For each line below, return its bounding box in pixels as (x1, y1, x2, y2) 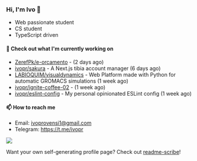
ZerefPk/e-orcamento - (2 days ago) (14, 58, 104, 65)
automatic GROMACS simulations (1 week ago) (14, 77, 129, 84)
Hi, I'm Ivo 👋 (6, 5, 41, 14)
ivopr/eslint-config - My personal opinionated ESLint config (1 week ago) (14, 90, 192, 97)
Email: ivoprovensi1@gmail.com (14, 119, 92, 127)
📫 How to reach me (6, 104, 56, 111)
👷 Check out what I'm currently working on (6, 45, 114, 52)
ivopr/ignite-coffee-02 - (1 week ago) (14, 83, 106, 91)
